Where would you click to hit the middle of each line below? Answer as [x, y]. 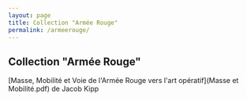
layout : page [30, 15]
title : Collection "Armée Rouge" [63, 23]
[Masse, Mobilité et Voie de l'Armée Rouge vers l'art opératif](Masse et [123, 81]
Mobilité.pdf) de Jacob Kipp [54, 89]
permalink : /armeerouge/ [49, 30]
